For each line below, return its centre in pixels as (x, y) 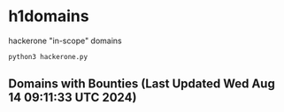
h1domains (49, 16)
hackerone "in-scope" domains (65, 41)
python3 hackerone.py (48, 56)
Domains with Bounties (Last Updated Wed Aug (142, 84)
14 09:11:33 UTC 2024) (73, 97)
